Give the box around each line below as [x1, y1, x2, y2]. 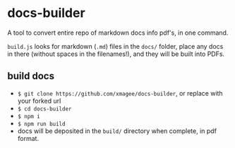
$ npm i [17, 113, 40, 120]
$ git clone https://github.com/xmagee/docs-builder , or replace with [17, 89, 224, 97]
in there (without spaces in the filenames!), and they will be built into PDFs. [7, 50, 224, 58]
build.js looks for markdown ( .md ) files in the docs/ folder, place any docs [7, 42, 224, 50]
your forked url [17, 96, 61, 105]
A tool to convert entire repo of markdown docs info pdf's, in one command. [7, 28, 229, 37]
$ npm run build [17, 120, 66, 127]
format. [17, 134, 40, 142]
